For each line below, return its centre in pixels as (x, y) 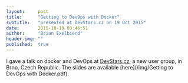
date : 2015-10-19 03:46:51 (47, 28)
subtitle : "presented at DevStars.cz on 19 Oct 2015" (76, 22)
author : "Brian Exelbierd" (44, 34)
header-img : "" (25, 39)
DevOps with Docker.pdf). (38, 74)
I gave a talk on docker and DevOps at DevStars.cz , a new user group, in (94, 61)
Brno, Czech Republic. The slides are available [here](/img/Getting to (90, 67)
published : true (27, 45)
